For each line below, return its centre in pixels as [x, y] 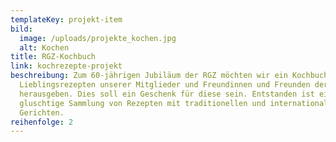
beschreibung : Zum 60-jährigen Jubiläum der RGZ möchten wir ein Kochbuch [169, 76]
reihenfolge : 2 [42, 122]
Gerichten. [42, 112]
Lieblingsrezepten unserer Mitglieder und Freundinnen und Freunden [165, 85]
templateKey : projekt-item [66, 19]
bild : [21, 29]
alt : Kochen [44, 47]
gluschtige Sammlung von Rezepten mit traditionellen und [143, 103]
